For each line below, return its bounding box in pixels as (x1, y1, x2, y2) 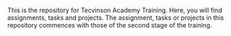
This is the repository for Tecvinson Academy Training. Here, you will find (7, 6, 222, 14)
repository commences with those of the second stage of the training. (7, 21, 213, 29)
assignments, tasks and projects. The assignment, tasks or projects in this (7, 13, 224, 22)
